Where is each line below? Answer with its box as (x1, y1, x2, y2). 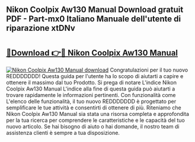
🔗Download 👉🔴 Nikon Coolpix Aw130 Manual (6, 47, 178, 58)
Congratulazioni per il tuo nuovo (110, 66, 188, 73)
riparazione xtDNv (6, 23, 75, 33)
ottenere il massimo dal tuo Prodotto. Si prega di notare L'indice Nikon (6, 79, 177, 86)
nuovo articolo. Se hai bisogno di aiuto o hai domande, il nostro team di (6, 123, 180, 130)
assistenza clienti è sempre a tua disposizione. (6, 130, 120, 136)
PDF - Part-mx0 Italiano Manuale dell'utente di (6, 14, 181, 24)
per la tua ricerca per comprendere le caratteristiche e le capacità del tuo (6, 117, 185, 124)
